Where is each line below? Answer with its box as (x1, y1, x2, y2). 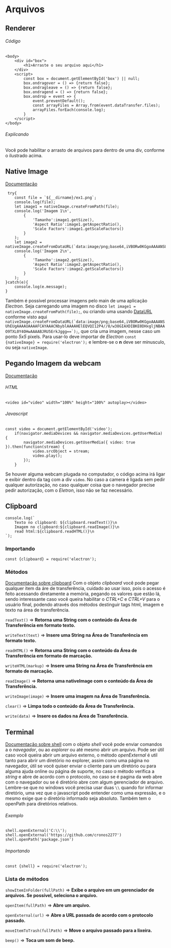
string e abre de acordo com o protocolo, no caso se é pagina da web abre (5, 774, 162, 780)
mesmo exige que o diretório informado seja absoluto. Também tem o (5, 795, 151, 801)
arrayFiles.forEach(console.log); (32, 107, 106, 113)
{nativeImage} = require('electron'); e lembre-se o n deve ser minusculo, (5, 339, 165, 345)
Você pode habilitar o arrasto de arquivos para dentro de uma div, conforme (5, 147, 165, 153)
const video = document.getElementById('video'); (5, 427, 113, 432)
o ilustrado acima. (5, 152, 43, 158)
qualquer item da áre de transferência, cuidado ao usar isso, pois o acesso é (5, 585, 166, 592)
